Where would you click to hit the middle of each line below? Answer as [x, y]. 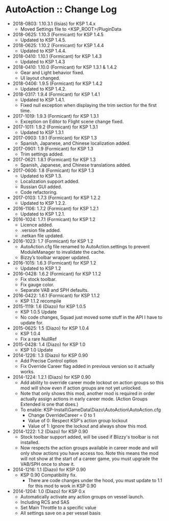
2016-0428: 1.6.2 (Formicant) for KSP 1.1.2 [57, 274]
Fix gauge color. [37, 285]
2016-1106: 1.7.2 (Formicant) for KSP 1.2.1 [55, 208]
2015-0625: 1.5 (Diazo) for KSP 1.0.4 [51, 328]
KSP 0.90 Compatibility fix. [49, 475]
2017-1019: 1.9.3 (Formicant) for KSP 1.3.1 [56, 116]
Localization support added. [50, 181]
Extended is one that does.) [49, 404]
